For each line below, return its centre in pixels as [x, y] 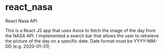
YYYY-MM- [145, 41]
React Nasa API [21, 21]
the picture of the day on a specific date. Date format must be [69, 41]
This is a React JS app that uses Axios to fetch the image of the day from [80, 30]
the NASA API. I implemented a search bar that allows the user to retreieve [82, 36]
